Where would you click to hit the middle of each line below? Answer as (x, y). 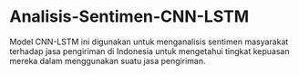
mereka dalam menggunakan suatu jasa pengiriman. (108, 61)
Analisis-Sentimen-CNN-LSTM (129, 17)
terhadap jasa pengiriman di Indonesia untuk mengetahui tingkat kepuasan (149, 51)
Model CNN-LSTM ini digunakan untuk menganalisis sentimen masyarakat (149, 42)
